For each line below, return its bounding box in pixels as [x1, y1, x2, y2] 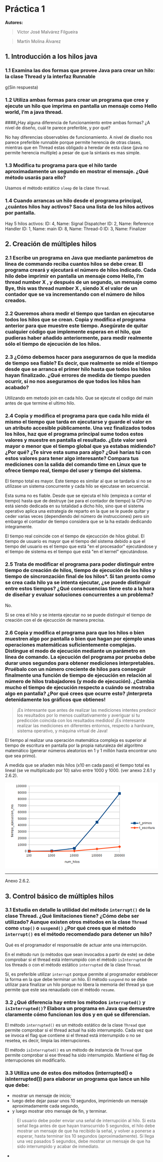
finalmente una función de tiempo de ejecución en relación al [5, 672, 152, 679]
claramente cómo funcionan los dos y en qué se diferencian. [5, 1011, 150, 1018]
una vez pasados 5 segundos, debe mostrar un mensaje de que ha [16, 1138, 150, 1144]
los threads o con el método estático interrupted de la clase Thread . [5, 961, 142, 967]
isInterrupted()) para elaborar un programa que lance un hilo [5, 1076, 150, 1083]
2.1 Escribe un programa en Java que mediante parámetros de [5, 254, 154, 261]
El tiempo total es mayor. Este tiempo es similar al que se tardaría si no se [5, 478, 152, 484]
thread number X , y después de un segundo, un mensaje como [5, 278, 157, 285]
